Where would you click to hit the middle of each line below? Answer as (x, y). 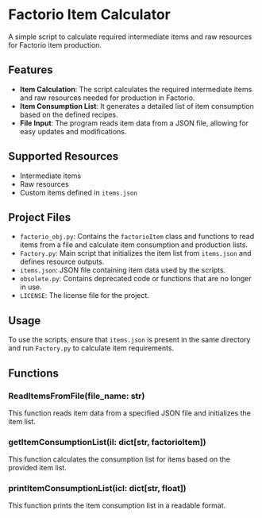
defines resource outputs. (62, 262)
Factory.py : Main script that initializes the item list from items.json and (135, 253)
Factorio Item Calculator (89, 15)
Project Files (40, 217)
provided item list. (38, 468)
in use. (31, 287)
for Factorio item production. (55, 44)
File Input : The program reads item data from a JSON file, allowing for (134, 123)
